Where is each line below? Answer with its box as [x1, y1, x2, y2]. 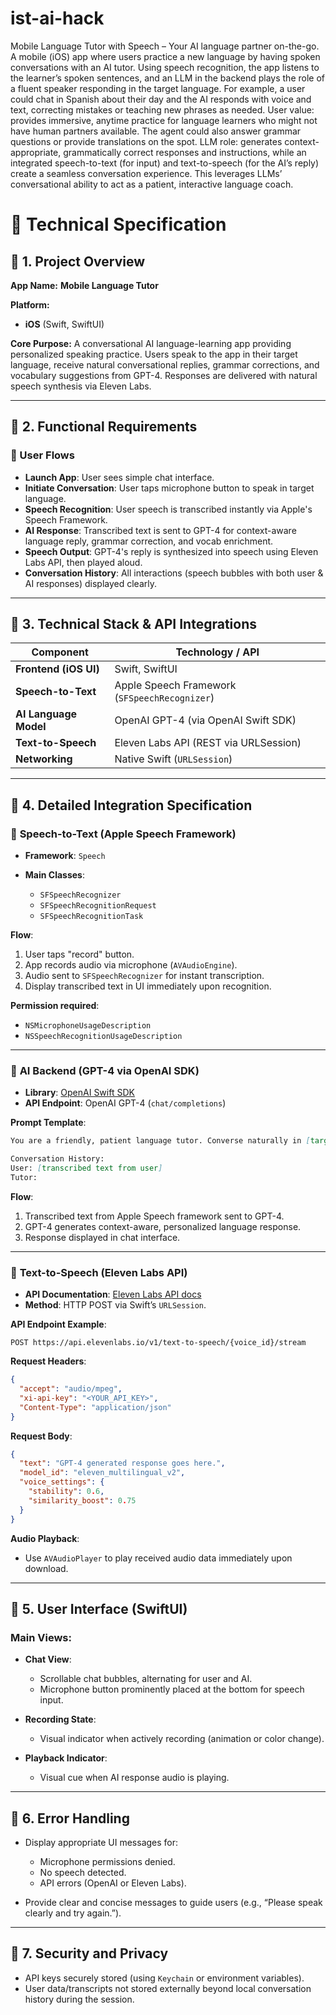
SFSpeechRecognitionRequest [39, 901, 157, 911]
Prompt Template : [10, 1117, 87, 1129]
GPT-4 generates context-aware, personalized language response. [24, 1220, 302, 1232]
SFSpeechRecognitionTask [39, 912, 144, 922]
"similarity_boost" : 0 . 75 [28, 1495, 137, 1506]
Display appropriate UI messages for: [24, 1837, 179, 1849]
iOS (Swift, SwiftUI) [24, 318, 105, 330]
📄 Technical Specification [10, 213, 227, 236]
